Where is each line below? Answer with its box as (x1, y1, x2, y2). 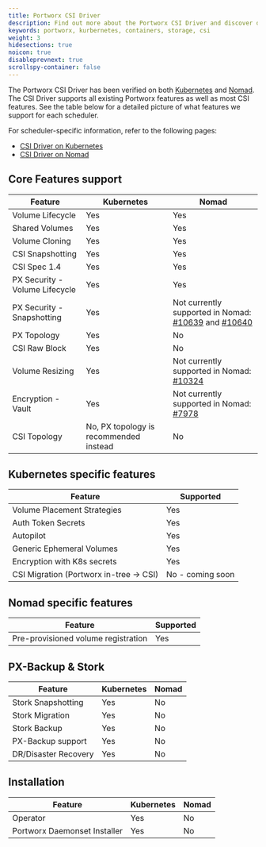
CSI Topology (12, 430, 63, 441)
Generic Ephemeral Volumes (12, 543, 119, 554)
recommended (85, 430, 141, 441)
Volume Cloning (12, 235, 71, 246)
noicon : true (8, 48, 51, 56)
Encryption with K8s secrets (12, 556, 117, 568)
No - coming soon (165, 569, 235, 580)
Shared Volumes (12, 222, 74, 233)
